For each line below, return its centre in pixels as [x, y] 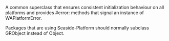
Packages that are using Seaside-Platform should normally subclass [77, 28]
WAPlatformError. [24, 18]
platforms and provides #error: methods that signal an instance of [75, 13]
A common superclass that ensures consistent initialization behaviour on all [85, 7]
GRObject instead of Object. [35, 33]
